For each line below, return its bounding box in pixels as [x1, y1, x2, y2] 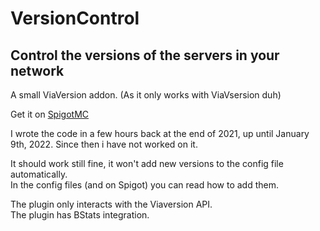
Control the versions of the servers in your [10, 47, 280, 64]
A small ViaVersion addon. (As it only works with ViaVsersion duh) [10, 89, 282, 101]
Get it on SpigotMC [10, 108, 90, 120]
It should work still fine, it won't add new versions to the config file [10, 158, 284, 169]
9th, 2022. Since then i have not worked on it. [10, 138, 198, 150]
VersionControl [10, 7, 140, 30]
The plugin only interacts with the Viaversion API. [10, 198, 213, 210]
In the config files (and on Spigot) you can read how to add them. [10, 179, 280, 191]
